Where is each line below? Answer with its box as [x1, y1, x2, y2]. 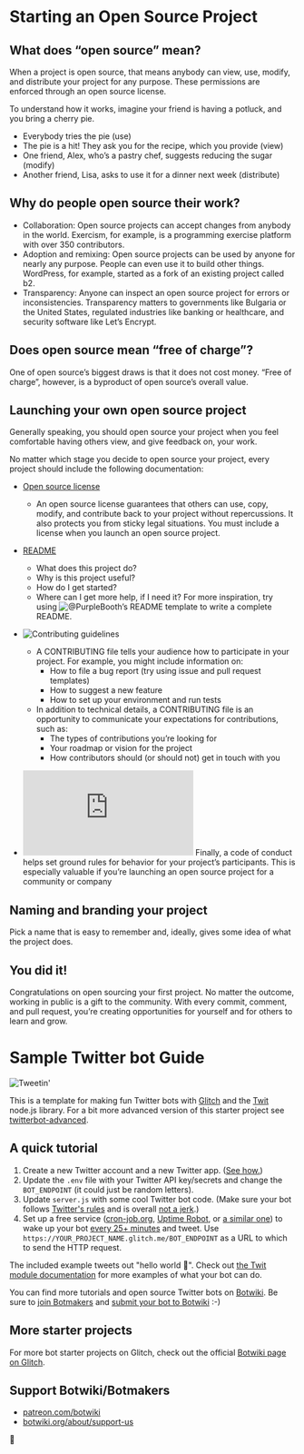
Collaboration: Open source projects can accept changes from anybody [22, 220, 291, 231]
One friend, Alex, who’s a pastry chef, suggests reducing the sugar [22, 150, 273, 161]
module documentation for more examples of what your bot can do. [9, 1269, 263, 1280]
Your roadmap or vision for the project [49, 743, 193, 754]
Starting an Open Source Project [9, 6, 259, 27]
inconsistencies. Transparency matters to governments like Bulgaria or [22, 297, 287, 308]
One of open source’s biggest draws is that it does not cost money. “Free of [9, 366, 292, 378]
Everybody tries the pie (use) [22, 131, 132, 142]
